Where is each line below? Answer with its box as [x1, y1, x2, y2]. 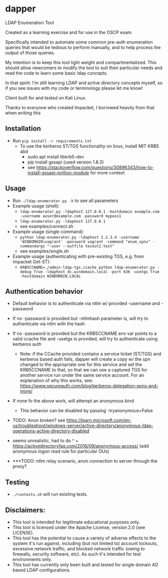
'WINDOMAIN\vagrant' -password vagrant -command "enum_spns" [20, 239, 150, 244]
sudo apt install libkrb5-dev [27, 153, 84, 159]
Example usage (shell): [12, 203, 60, 209]
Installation [5, 124, 41, 133]
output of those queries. [5, 50, 55, 56]
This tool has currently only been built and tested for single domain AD [12, 562, 159, 567]
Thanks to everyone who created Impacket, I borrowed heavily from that [5, 104, 154, 110]
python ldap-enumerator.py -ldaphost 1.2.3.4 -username [20, 235, 139, 240]
